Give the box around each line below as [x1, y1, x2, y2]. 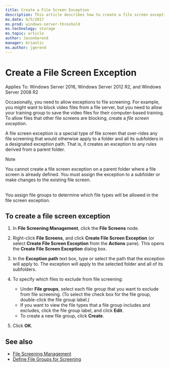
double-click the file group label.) [20, 297, 90, 303]
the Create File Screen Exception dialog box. [12, 246, 107, 252]
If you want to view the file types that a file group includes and [20, 302, 150, 308]
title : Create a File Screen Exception [5, 7, 90, 13]
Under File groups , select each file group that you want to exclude [20, 286, 159, 292]
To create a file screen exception [5, 212, 110, 220]
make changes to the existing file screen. [5, 177, 91, 183]
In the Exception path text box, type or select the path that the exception [12, 256, 165, 262]
